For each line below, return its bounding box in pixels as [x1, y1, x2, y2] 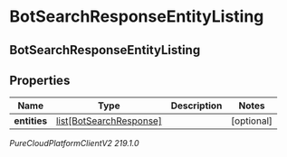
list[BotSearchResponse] [55, 115, 163, 127]
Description [170, 99, 223, 112]
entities [14, 115, 48, 127]
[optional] [230, 115, 273, 127]
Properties [9, 72, 71, 88]
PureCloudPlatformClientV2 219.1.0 [9, 138, 139, 149]
